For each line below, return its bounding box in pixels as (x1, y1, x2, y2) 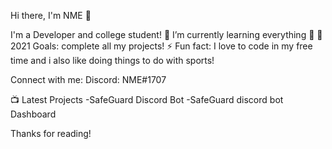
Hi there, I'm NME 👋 (10, 10, 92, 21)
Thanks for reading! (10, 128, 92, 139)
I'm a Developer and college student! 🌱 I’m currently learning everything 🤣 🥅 (10, 29, 323, 40)
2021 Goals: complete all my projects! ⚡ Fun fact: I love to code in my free (10, 40, 313, 52)
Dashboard (10, 108, 57, 120)
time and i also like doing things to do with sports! (10, 55, 215, 66)
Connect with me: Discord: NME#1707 (10, 74, 167, 85)
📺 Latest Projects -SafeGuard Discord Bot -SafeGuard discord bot (10, 94, 284, 105)
